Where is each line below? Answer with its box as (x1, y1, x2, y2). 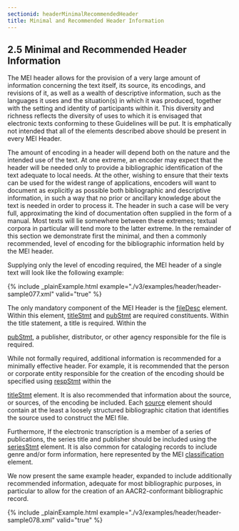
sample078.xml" (7, 516, 56, 525)
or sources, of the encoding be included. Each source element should (7, 398, 213, 407)
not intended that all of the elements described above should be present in (7, 126, 227, 136)
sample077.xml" (7, 290, 55, 299)
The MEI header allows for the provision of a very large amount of (7, 74, 201, 82)
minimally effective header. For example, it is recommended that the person (7, 362, 230, 370)
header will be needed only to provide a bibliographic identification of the (7, 164, 223, 172)
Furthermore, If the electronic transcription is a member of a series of (7, 427, 212, 436)
